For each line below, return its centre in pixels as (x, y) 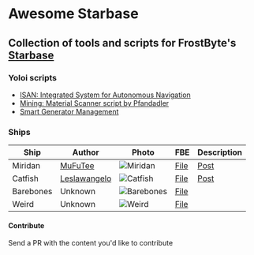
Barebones (32, 192)
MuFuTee (77, 166)
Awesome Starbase (74, 14)
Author (86, 152)
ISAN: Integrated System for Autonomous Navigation (105, 95)
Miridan (26, 166)
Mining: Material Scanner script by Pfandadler (94, 103)
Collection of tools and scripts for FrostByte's (122, 43)
